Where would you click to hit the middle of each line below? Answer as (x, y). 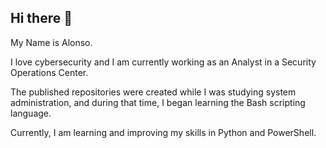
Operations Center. (49, 72)
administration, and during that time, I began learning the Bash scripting (158, 102)
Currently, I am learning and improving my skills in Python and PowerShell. (163, 132)
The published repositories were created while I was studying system (153, 92)
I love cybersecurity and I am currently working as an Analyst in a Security (163, 62)
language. (31, 113)
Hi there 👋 (41, 18)
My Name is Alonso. (51, 42)
